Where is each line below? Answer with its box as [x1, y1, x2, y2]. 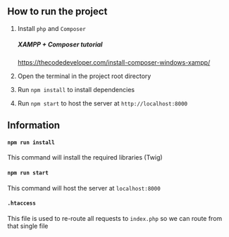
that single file [7, 222, 49, 230]
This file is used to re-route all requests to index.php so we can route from [7, 214, 223, 222]
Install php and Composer [17, 24, 86, 32]
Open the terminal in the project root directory [17, 72, 151, 80]
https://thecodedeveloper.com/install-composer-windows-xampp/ [17, 58, 211, 66]
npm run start [7, 169, 49, 177]
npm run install [7, 139, 55, 146]
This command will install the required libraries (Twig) [7, 153, 163, 162]
